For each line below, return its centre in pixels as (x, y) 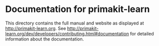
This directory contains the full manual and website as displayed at (75, 23)
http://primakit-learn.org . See (36, 28)
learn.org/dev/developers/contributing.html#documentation (67, 33)
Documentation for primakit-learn (77, 9)
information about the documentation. (45, 39)
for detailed (142, 33)
